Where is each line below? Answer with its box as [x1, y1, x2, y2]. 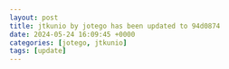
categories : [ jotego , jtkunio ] [9, 38, 128, 47]
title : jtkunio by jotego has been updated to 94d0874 [9, 22, 221, 30]
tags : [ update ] [9, 47, 67, 56]
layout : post [9, 13, 59, 22]
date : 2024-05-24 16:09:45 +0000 [9, 30, 136, 39]
